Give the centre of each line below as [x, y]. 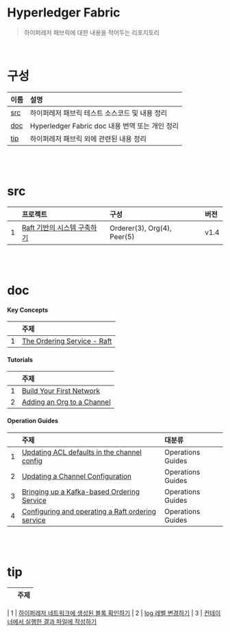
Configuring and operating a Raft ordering [89, 511]
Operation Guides [33, 421]
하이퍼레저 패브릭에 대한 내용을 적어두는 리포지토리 [91, 32]
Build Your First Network [61, 391]
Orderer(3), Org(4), [141, 228]
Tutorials [20, 359]
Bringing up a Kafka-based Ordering [81, 491]
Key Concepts [28, 310]
